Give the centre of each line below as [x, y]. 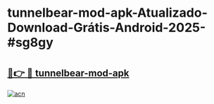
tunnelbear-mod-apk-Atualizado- [107, 13]
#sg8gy [31, 43]
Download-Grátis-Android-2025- [107, 28]
